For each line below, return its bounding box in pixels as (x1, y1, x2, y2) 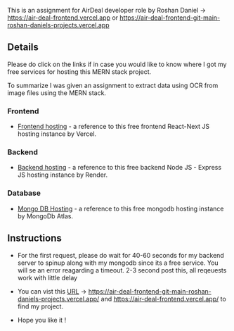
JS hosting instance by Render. (17, 170, 108, 179)
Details (7, 42, 39, 54)
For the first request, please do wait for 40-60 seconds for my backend (17, 251, 225, 259)
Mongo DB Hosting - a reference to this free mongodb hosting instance (17, 204, 224, 213)
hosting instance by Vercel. (17, 130, 97, 138)
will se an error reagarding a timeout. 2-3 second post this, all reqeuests (17, 266, 227, 274)
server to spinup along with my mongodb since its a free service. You (17, 258, 219, 267)
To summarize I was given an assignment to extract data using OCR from (7, 81, 219, 89)
